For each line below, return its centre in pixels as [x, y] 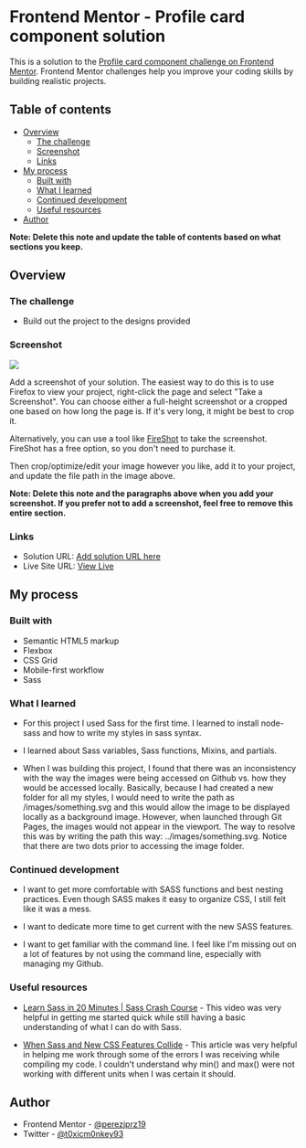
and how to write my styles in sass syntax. [122, 733]
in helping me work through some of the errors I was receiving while [151, 1054]
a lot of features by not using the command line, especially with [142, 954]
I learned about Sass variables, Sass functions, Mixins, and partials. [149, 750]
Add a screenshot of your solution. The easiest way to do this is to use [142, 382]
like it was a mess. [57, 909]
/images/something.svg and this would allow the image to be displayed [156, 807]
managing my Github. [63, 964]
